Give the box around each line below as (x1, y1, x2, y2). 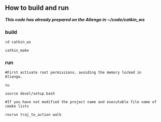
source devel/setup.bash (5, 91, 55, 96)
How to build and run (5, 4, 69, 12)
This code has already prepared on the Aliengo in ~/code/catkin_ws (5, 16, 145, 22)
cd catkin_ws (5, 40, 31, 45)
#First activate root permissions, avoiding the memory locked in (5, 70, 142, 75)
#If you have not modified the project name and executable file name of (5, 100, 157, 105)
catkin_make (5, 48, 29, 53)
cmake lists (5, 104, 29, 109)
